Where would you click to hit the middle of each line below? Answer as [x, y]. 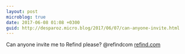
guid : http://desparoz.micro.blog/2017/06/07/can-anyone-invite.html [93, 28]
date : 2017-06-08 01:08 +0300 [43, 22]
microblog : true [26, 17]
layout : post [22, 11]
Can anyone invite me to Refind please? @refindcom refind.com [83, 45]
